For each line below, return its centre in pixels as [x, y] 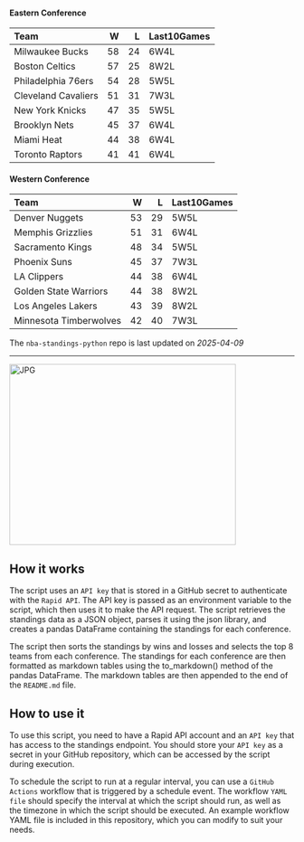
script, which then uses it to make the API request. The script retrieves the [147, 610]
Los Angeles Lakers [56, 306]
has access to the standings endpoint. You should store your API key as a [146, 745]
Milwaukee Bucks [51, 52]
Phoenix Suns [43, 262]
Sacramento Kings [53, 247]
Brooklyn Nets [44, 125]
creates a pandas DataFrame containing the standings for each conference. [150, 629]
